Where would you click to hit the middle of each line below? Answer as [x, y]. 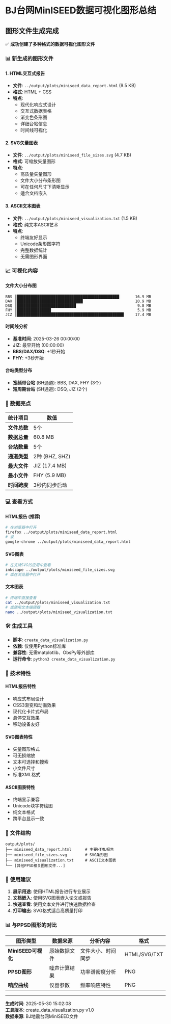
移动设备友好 [26, 724]
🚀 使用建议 [18, 879]
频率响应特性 [95, 985]
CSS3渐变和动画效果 [34, 705]
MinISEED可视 [25, 951]
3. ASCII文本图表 [23, 206]
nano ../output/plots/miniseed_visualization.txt [59, 612]
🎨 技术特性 [18, 673]
